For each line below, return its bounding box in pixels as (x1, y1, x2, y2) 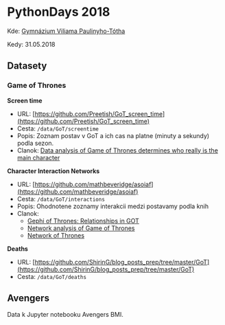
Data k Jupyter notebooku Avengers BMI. (7, 311, 123, 319)
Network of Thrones (27, 231, 84, 239)
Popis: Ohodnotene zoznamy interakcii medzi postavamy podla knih (16, 202, 209, 210)
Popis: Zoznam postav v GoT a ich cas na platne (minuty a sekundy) (16, 131, 210, 139)
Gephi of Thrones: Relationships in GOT (27, 216, 139, 225)
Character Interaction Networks (7, 166, 100, 175)
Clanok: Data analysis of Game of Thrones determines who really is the (16, 146, 218, 155)
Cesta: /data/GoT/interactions (16, 194, 105, 203)
